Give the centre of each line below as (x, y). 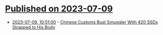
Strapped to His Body (34, 27)
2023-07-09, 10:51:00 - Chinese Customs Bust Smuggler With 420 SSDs (85, 22)
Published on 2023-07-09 (59, 9)
